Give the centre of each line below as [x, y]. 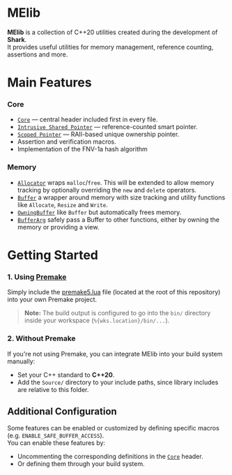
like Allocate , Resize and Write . [62, 204]
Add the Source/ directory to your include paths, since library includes [118, 382]
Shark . [17, 39]
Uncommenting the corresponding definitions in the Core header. [110, 457]
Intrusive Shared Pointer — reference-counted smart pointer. [107, 127]
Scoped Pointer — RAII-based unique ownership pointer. [98, 135]
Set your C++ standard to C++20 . [66, 375]
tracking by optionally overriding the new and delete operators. [107, 190]
